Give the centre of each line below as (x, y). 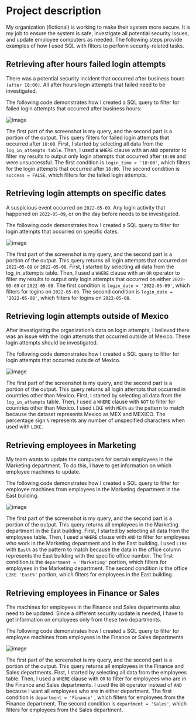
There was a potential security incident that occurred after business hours (95, 78)
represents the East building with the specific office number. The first (90, 556)
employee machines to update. (43, 472)
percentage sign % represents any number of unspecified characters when (96, 420)
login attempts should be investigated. (52, 343)
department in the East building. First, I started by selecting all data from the (98, 531)
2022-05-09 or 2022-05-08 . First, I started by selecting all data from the (90, 266)
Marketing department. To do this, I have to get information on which (89, 465)
